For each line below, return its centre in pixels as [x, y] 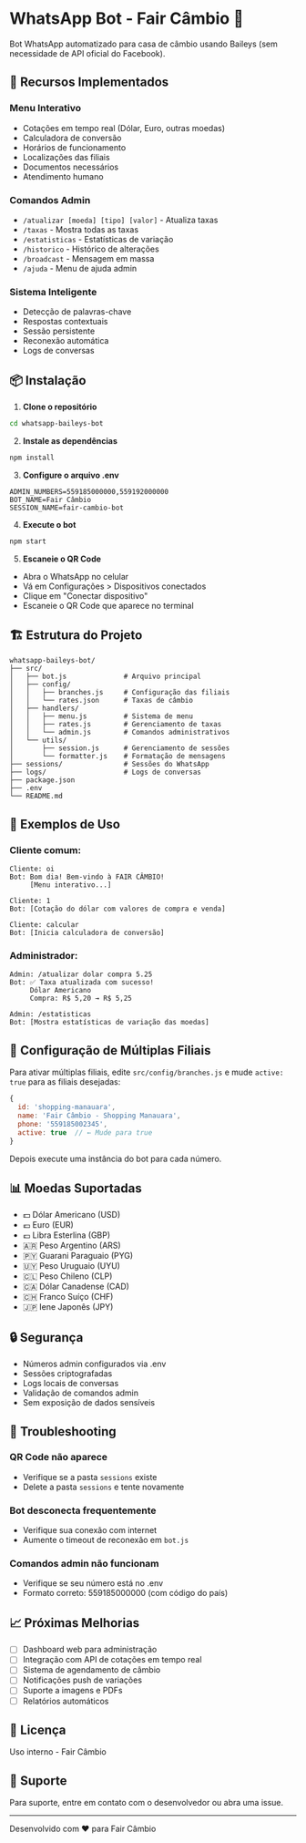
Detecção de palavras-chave [77, 312]
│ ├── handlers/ [44, 709]
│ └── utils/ [38, 741]
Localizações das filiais [66, 157]
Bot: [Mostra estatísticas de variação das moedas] [109, 1023]
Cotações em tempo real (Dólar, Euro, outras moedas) [124, 128]
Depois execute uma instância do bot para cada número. [116, 1158]
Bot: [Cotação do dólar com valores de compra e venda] [117, 909]
